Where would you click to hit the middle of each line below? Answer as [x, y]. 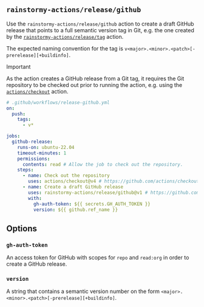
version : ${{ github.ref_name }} [76, 210]
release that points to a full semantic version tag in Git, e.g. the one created [100, 30]
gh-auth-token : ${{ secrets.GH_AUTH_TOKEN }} [92, 204]
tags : [24, 119]
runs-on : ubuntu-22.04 [46, 147]
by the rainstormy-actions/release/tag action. [65, 36]
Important [19, 66]
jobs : [13, 136]
